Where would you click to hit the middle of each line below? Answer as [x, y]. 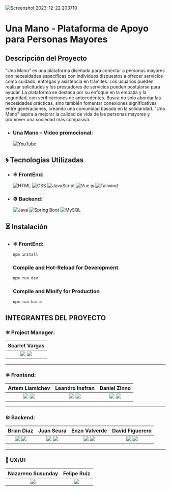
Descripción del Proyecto [46, 58]
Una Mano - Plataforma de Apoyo [77, 29]
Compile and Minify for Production [56, 291]
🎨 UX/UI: [16, 460]
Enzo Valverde [89, 431]
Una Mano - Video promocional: [53, 132]
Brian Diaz [21, 431]
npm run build [27, 302]
